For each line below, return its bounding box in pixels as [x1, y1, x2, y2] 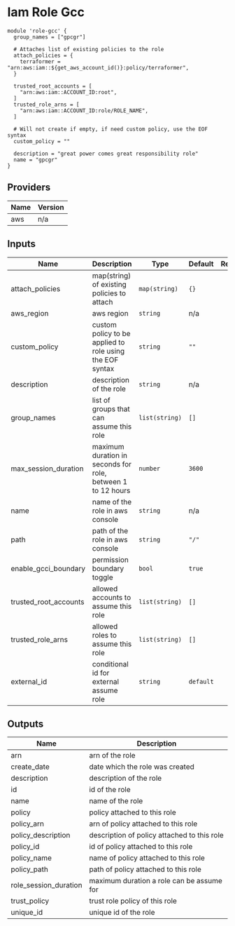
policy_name [10, 853, 52, 863]
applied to [92, 337, 125, 347]
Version [37, 202, 64, 212]
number [138, 464, 161, 472]
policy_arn [10, 819, 44, 828]
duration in [92, 450, 128, 460]
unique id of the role [89, 908, 155, 918]
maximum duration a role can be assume [89, 876, 222, 886]
